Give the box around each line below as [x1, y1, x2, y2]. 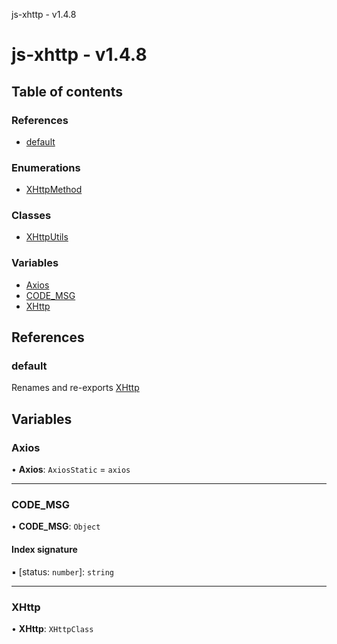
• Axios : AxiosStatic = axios [11, 464, 131, 476]
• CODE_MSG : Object [11, 520, 101, 533]
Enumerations [11, 160, 81, 174]
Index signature [11, 544, 78, 556]
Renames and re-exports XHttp [11, 382, 140, 394]
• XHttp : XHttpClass [11, 622, 94, 634]
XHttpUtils [25, 231, 69, 243]
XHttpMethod [25, 184, 83, 196]
